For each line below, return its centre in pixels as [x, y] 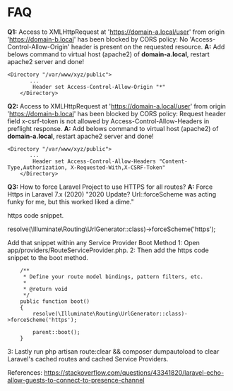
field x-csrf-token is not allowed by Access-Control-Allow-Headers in [108, 121]
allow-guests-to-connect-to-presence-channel [76, 380]
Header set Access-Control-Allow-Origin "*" [99, 87]
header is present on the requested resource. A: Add [148, 46]
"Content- [173, 161]
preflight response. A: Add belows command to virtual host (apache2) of [113, 128]
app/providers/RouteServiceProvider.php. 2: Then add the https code [108, 250]
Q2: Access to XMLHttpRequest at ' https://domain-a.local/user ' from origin [116, 106]
